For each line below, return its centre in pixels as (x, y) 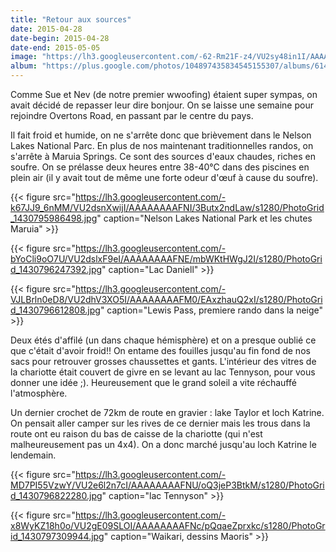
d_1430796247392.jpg (56, 269)
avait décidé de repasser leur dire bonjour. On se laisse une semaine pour (162, 105)
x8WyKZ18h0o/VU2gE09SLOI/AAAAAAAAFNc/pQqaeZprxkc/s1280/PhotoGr (168, 525)
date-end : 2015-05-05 (55, 47)
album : (24, 66)
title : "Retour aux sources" (71, 19)
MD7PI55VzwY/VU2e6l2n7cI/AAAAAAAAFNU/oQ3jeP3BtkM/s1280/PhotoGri (167, 485)
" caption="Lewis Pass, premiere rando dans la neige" (211, 310)
